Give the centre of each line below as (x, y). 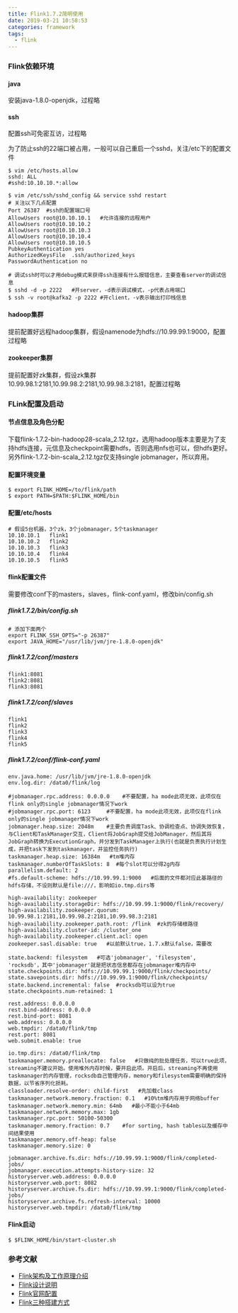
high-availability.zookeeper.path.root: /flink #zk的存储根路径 (103, 924)
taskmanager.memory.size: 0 (50, 1146)
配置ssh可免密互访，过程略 (47, 133)
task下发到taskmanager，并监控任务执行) (83, 849)
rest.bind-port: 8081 (40, 1016)
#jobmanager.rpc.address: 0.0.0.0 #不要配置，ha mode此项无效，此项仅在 (115, 797)
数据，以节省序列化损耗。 (40, 1084)
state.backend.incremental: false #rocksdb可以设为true (92, 985)
